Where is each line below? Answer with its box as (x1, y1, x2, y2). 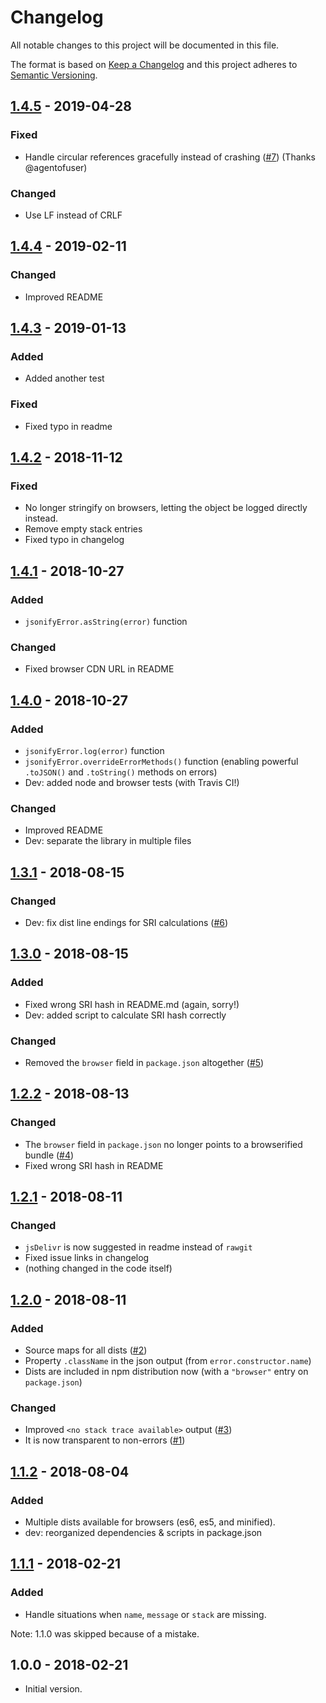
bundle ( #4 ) (24, 1149, 75, 1161)
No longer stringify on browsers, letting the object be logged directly (24, 502, 308, 514)
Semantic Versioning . (10, 69, 98, 81)
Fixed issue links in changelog (24, 1252, 150, 1264)
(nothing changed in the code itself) (24, 1262, 173, 1275)
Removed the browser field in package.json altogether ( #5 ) (24, 1056, 265, 1068)
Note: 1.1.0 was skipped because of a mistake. (10, 1627, 200, 1640)
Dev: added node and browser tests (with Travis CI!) (24, 776, 240, 788)
